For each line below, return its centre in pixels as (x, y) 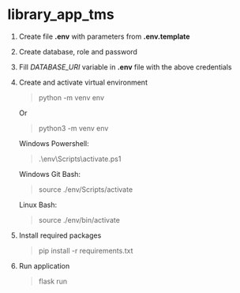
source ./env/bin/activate (79, 220)
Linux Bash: (37, 205)
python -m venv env (71, 97)
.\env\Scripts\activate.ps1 (80, 159)
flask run (53, 281)
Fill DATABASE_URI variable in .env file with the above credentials (125, 67)
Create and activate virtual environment (83, 82)
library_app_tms (61, 15)
